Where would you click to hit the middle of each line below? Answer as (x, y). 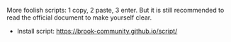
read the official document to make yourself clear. (79, 17)
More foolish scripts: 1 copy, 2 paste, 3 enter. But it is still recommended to (115, 10)
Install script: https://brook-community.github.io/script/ (97, 31)
